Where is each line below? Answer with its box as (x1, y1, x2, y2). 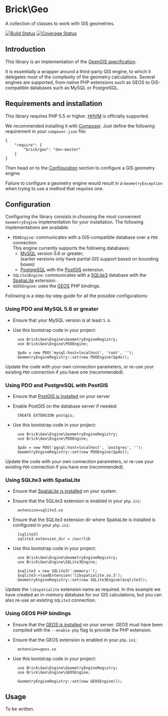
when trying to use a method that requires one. (5, 185, 104, 191)
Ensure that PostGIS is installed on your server (12, 393, 110, 399)
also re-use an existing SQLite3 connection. (5, 597, 97, 604)
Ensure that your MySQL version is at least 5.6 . (12, 317, 111, 323)
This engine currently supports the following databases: (12, 245, 130, 251)
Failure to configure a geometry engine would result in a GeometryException (5, 180, 163, 186)
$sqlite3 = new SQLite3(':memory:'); (17, 568, 98, 574)
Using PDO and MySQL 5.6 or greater (5, 305, 99, 312)
